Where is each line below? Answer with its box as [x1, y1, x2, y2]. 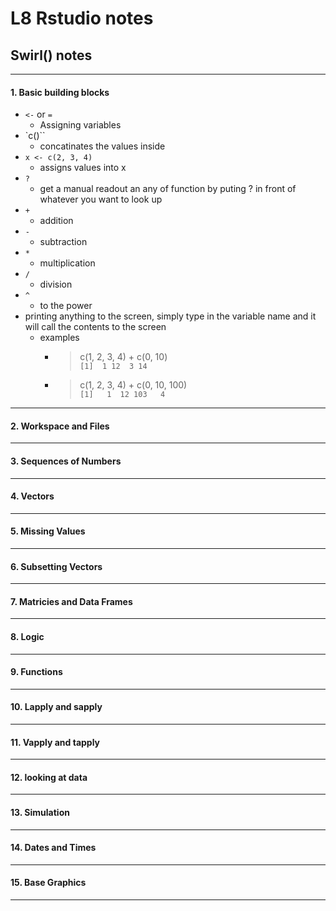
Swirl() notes [10, 47, 93, 64]
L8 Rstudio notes [10, 7, 154, 30]
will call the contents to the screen [24, 321, 167, 333]
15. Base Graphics [10, 877, 87, 889]
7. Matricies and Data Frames [10, 595, 133, 607]
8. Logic [10, 631, 45, 643]
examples [39, 332, 80, 344]
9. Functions [10, 666, 63, 678]
